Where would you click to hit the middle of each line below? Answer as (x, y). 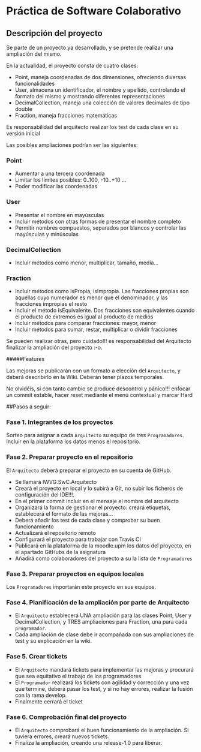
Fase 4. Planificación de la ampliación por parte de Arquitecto (98, 602)
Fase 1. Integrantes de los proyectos (60, 422)
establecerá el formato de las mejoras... (64, 513)
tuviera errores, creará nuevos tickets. (62, 736)
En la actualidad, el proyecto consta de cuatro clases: (72, 65)
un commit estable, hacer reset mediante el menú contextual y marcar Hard (100, 395)
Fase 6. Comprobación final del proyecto (67, 717)
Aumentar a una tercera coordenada (60, 174)
